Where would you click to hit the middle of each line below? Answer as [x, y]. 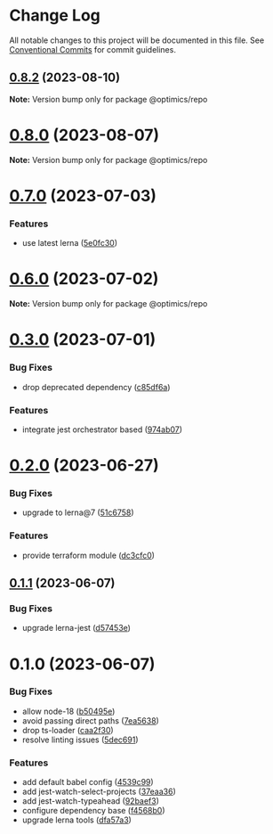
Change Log [55, 16]
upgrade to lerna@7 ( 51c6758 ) [78, 512]
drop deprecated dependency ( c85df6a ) [96, 387]
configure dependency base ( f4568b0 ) [93, 811]
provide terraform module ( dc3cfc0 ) [88, 555]
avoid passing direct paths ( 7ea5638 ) [91, 720]
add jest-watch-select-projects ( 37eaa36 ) [99, 792]
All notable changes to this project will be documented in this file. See [137, 40]
